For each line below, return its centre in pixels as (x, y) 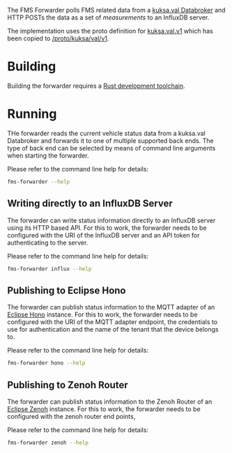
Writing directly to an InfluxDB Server (90, 204)
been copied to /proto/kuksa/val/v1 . (58, 38)
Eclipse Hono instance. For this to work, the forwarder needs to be (102, 315)
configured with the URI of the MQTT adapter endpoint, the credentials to (113, 322)
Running (32, 114)
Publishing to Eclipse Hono (67, 290)
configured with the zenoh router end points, (71, 416)
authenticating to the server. (48, 243)
